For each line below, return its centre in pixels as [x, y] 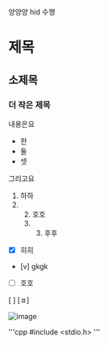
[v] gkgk [34, 266]
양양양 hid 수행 [32, 12]
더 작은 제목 [29, 105]
